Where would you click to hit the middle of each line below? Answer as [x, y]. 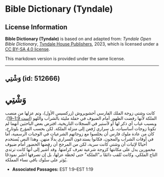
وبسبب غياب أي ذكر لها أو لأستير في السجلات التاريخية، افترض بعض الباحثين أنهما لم [81, 124]
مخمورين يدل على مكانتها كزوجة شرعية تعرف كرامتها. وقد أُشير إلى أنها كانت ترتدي [80, 150]
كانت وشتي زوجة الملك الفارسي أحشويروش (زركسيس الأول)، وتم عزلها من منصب [80, 113]
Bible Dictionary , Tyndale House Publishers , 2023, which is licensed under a [82, 44]
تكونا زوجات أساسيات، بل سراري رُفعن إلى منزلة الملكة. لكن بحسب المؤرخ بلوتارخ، [81, 129]
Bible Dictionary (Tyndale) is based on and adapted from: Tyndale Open [78, 39]
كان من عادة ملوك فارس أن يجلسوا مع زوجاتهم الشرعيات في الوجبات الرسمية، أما [80, 134]
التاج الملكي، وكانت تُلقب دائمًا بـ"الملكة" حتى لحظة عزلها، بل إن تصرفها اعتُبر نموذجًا [81, 155]
